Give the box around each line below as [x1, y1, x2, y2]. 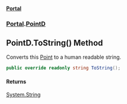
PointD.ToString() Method [6, 37, 103, 48]
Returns [6, 78, 27, 85]
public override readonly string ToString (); [6, 65, 120, 71]
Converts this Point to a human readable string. [6, 53, 122, 61]
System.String [6, 91, 41, 98]
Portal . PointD [6, 20, 46, 28]
